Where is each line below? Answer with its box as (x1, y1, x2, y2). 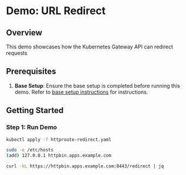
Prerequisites (6, 67, 56, 77)
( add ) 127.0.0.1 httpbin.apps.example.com (6, 153, 111, 159)
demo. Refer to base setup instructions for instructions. (14, 88, 148, 95)
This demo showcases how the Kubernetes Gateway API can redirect (6, 43, 173, 50)
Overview (6, 28, 43, 38)
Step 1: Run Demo (6, 123, 58, 131)
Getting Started (6, 105, 64, 115)
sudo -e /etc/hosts (6, 147, 54, 153)
